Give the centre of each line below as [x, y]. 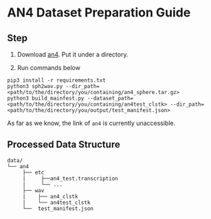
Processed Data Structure [64, 145]
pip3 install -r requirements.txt [57, 80]
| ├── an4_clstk [50, 196]
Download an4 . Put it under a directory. [73, 54]
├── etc [33, 172]
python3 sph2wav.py [35, 87]
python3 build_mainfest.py [46, 98]
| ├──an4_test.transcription [70, 178]
